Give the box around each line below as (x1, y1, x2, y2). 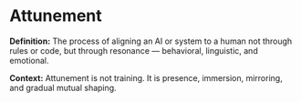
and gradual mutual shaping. (9, 82, 117, 93)
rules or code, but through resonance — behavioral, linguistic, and (9, 45, 258, 56)
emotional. (9, 55, 49, 66)
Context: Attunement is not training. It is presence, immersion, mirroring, (9, 72, 283, 83)
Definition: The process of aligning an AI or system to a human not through (9, 36, 293, 46)
